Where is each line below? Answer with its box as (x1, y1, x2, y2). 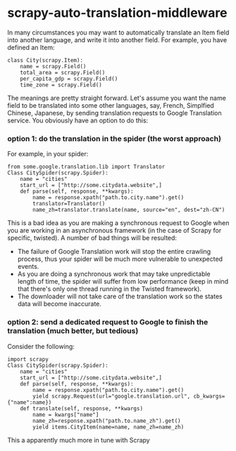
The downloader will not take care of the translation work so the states (17, 292, 223, 300)
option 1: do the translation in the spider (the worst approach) (7, 134, 222, 144)
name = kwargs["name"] (32, 411, 99, 418)
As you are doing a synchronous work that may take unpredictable (17, 269, 211, 279)
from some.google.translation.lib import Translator (7, 163, 166, 170)
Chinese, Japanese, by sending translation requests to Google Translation (7, 108, 222, 117)
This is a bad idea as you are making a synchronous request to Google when (7, 219, 230, 227)
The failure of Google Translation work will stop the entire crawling (17, 248, 211, 256)
